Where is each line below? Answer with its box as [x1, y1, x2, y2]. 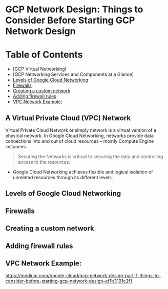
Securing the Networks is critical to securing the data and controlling [17, 153, 163, 160]
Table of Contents [5, 49, 83, 61]
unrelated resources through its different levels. [12, 174, 113, 180]
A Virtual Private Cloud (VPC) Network [5, 113, 131, 122]
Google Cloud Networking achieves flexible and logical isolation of [12, 168, 153, 175]
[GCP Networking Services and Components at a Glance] [12, 71, 134, 78]
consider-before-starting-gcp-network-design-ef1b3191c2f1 [5, 278, 132, 284]
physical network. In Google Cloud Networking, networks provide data [5, 132, 154, 139]
